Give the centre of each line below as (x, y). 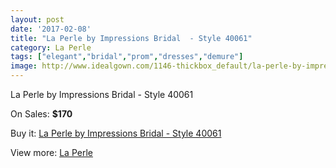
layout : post (37, 19)
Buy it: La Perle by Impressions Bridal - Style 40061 (116, 133)
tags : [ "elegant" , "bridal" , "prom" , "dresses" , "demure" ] (127, 57)
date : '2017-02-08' (51, 29)
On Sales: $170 (41, 114)
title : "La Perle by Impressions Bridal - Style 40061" (131, 38)
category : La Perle (51, 47)
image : (24, 66)
